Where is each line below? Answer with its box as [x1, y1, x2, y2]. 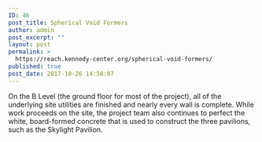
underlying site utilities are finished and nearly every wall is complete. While [8, 100, 254, 109]
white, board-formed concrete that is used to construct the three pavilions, [8, 116, 251, 126]
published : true [8, 63, 61, 71]
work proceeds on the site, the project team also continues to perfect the [8, 107, 245, 118]
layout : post [8, 41, 51, 49]
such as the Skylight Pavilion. [8, 125, 104, 134]
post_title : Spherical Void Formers [8, 19, 128, 27]
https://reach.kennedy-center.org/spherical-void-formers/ [15, 56, 213, 64]
